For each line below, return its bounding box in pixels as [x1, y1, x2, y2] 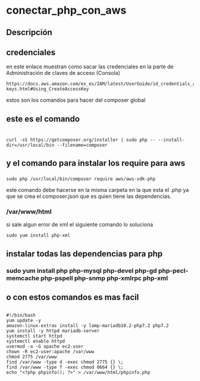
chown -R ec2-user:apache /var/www [6, 349, 95, 355]
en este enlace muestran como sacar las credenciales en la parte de [6, 63, 174, 70]
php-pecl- [158, 266, 189, 275]
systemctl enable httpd [6, 338, 65, 345]
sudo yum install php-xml [6, 232, 70, 238]
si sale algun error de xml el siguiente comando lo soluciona [6, 221, 154, 228]
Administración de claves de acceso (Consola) [6, 70, 120, 77]
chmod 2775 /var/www [6, 354, 58, 360]
